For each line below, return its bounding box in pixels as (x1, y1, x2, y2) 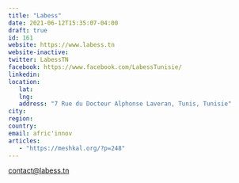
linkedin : (8, 71, 41, 78)
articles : (8, 136, 41, 145)
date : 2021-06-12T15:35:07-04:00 (8, 19, 119, 27)
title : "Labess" (8, 11, 62, 20)
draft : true (8, 26, 47, 34)
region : (8, 115, 34, 123)
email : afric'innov (8, 129, 73, 137)
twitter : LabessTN (8, 56, 69, 64)
